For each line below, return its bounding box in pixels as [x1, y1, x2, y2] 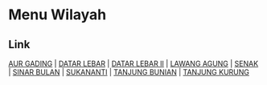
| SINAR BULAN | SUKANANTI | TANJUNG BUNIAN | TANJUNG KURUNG [8, 67, 249, 77]
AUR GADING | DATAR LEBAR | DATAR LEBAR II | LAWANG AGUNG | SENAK [8, 59, 259, 68]
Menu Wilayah [8, 6, 107, 24]
